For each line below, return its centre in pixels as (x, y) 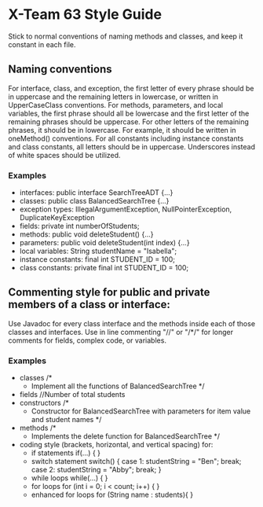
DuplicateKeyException (57, 218)
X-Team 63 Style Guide (85, 15)
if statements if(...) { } (66, 453)
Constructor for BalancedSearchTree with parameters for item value (141, 411)
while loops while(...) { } (69, 478)
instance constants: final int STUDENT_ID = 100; (97, 259)
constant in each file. (42, 44)
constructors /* (44, 403)
